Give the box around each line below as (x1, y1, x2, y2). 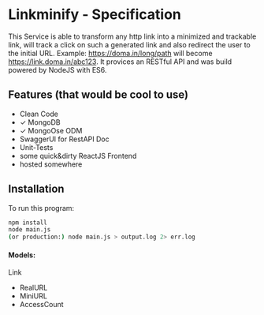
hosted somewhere (19, 159, 83, 169)
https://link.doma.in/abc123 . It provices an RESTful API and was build (8, 57, 232, 66)
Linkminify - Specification (8, 6, 181, 24)
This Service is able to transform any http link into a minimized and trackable (8, 32, 257, 41)
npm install (8, 219, 47, 227)
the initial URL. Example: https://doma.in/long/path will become (8, 48, 213, 58)
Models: (8, 250, 36, 260)
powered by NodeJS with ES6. (8, 65, 107, 74)
